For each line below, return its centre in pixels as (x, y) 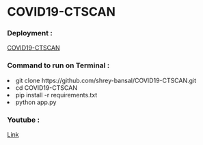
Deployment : (30, 33)
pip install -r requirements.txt (57, 95)
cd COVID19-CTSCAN (46, 87)
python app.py (36, 102)
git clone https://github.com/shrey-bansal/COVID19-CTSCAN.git (106, 80)
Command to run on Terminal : (58, 65)
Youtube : (23, 120)
